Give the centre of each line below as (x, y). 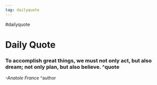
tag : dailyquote (22, 10)
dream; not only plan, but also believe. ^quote (63, 67)
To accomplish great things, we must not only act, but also (78, 60)
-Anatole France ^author (31, 78)
